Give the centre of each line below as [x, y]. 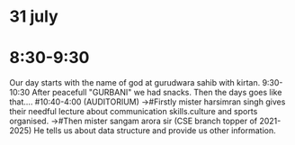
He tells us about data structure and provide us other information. [155, 131]
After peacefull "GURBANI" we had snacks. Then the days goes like [156, 93]
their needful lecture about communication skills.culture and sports [134, 112]
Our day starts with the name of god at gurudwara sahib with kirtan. [135, 83]
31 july [34, 17]
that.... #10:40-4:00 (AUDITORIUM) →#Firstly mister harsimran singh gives [147, 102]
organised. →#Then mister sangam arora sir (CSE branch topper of [134, 121]
